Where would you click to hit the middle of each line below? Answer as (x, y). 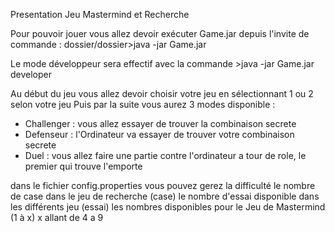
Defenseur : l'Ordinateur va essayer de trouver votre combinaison (159, 134)
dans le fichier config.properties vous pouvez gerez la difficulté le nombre (163, 185)
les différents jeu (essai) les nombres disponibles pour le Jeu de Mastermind (168, 207)
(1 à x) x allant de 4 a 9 (57, 217)
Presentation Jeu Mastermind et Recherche (100, 14)
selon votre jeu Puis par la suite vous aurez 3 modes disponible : (143, 104)
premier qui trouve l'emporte (83, 166)
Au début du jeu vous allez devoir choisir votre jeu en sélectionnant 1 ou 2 (162, 93)
